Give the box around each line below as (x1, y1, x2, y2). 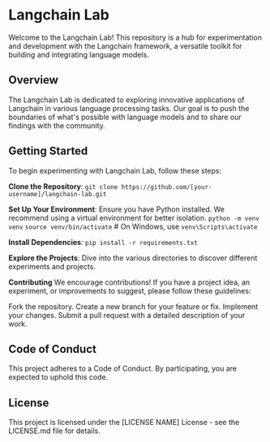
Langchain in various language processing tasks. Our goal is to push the (8, 103, 250, 113)
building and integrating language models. (8, 49, 149, 59)
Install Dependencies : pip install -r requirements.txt (8, 237, 199, 247)
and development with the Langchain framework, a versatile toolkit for (8, 41, 242, 50)
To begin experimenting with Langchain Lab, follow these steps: (8, 165, 221, 175)
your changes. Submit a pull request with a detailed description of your (8, 310, 246, 320)
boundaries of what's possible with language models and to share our (8, 112, 242, 122)
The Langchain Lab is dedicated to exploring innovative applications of (8, 95, 245, 105)
